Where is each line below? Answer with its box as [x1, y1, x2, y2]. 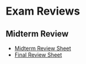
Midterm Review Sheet [14, 44, 71, 52]
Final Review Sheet [14, 51, 62, 59]
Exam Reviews [5, 4, 81, 18]
